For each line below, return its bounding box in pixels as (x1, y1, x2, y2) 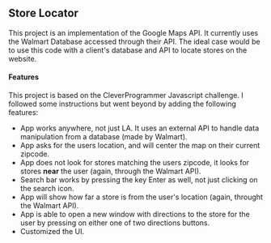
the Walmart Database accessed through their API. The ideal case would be (8, 36, 260, 46)
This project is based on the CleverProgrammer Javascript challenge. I (8, 91, 244, 100)
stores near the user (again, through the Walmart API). (19, 166, 201, 177)
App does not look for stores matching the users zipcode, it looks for (19, 158, 249, 168)
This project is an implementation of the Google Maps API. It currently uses (8, 28, 259, 37)
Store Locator (8, 6, 79, 20)
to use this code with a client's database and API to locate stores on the (8, 45, 248, 55)
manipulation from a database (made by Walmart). (19, 132, 188, 142)
